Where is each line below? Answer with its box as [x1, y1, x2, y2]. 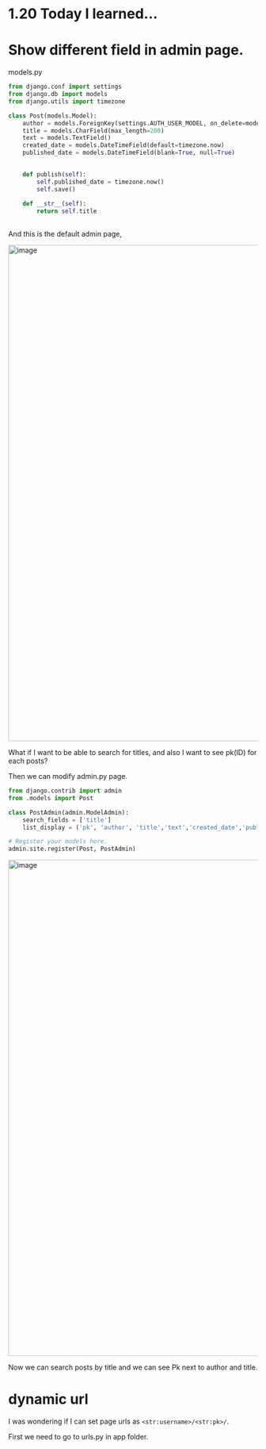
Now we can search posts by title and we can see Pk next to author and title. [8, 1362, 258, 1372]
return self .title [36, 207, 97, 215]
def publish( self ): [22, 170, 87, 179]
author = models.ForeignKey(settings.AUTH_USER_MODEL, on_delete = [22, 119, 246, 127]
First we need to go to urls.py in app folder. [8, 1432, 149, 1442]
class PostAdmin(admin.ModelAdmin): [8, 808, 129, 816]
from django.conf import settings [8, 83, 123, 91]
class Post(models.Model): [8, 112, 97, 120]
